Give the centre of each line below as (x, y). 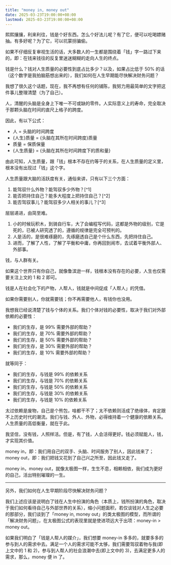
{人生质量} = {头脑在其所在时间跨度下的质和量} (62, 150)
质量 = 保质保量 (29, 144)
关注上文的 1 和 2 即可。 (34, 277)
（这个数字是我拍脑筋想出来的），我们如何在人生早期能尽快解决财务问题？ (82, 75)
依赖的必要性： (21, 316)
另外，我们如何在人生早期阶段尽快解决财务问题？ (56, 491)
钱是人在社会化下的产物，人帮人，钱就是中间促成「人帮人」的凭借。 (77, 288)
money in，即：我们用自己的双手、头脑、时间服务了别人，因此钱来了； (80, 451)
